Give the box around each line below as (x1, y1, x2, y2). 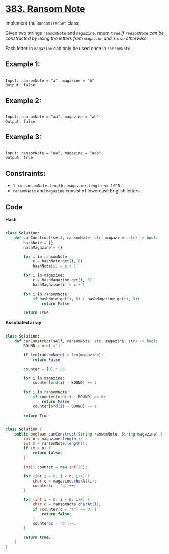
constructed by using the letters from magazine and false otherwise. (5, 35, 148, 41)
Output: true (5, 155, 33, 160)
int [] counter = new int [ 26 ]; (23, 464, 88, 470)
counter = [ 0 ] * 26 (23, 366, 65, 372)
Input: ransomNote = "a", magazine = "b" (5, 78, 95, 83)
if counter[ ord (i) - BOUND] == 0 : (32, 394, 106, 400)
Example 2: (5, 97, 42, 105)
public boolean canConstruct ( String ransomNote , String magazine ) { (14, 431, 163, 437)
